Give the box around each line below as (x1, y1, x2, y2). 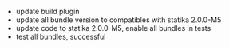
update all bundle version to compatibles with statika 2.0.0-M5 (15, 15, 222, 24)
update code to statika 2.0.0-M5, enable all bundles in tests (15, 24, 211, 32)
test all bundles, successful (15, 32, 106, 41)
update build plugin (15, 7, 80, 16)
